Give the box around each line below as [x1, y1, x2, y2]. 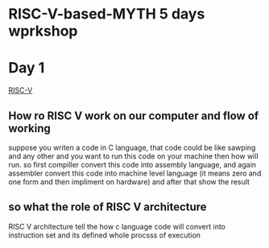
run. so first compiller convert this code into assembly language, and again [8, 159, 256, 169]
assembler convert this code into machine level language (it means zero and [8, 168, 262, 178]
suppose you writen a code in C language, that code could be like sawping [8, 143, 256, 152]
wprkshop [8, 22, 78, 40]
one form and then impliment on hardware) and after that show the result [8, 176, 250, 186]
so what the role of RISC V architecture [8, 200, 207, 214]
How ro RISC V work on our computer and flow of [8, 109, 259, 122]
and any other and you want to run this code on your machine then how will [8, 151, 259, 161]
